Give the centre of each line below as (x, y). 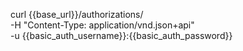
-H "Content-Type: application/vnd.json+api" (102, 25)
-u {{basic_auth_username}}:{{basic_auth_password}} (121, 35)
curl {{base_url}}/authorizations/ (77, 14)
